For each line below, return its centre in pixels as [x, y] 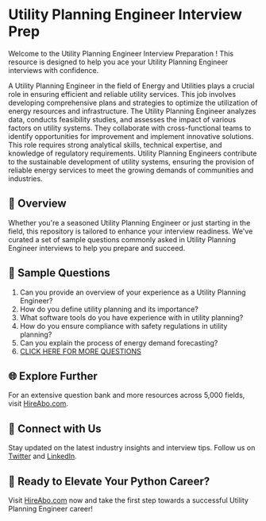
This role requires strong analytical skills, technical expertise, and [115, 145]
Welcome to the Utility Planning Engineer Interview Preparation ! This [121, 53]
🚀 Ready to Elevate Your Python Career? [109, 481]
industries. [25, 178]
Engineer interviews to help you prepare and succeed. [97, 248]
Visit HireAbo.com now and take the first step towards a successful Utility [128, 500]
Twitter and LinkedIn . [42, 456]
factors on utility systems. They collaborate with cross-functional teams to [130, 128]
